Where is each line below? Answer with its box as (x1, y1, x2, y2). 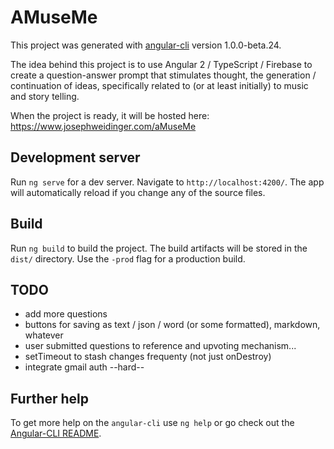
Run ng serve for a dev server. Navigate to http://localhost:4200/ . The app (10, 176, 325, 188)
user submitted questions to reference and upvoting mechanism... (24, 340, 297, 352)
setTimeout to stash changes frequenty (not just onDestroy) (24, 351, 272, 363)
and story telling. (10, 90, 80, 102)
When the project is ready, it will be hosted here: (10, 109, 210, 121)
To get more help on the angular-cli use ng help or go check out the (10, 417, 295, 429)
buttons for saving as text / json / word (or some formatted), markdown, (24, 319, 321, 331)
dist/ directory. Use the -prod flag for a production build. (10, 252, 246, 265)
